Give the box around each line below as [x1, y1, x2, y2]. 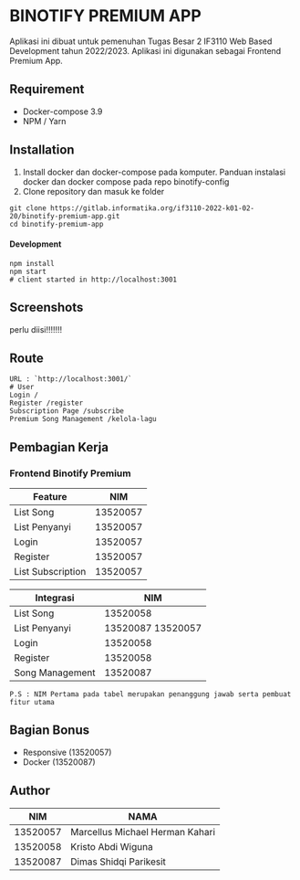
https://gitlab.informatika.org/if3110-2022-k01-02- [49, 203, 255, 213]
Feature [33, 491, 67, 504]
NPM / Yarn [22, 115, 67, 126]
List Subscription [14, 566, 87, 578]
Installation [9, 143, 75, 158]
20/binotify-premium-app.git [9, 211, 120, 220]
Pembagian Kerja [9, 440, 109, 455]
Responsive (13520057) [22, 747, 112, 758]
